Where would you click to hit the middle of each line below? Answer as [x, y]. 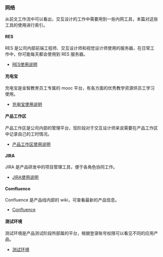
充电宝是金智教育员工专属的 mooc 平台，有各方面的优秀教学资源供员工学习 [80, 88]
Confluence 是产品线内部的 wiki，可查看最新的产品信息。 [62, 200]
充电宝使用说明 [27, 104]
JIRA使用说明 [25, 177]
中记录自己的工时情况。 [28, 134]
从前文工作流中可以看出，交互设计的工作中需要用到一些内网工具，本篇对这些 [81, 19]
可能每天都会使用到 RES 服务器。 [55, 54]
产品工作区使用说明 [31, 144]
